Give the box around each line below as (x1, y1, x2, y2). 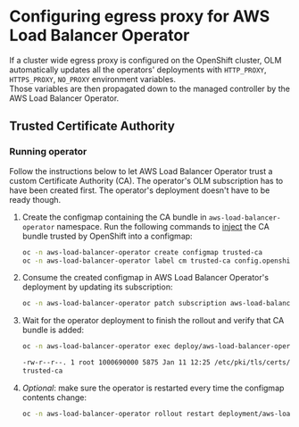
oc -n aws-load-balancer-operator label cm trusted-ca (21, 256, 231, 265)
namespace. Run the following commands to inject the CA (56, 221, 270, 231)
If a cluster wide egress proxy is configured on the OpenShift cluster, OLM (9, 54, 282, 65)
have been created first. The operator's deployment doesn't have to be (9, 185, 270, 196)
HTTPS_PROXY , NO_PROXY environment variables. (9, 73, 177, 84)
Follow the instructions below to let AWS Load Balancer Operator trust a (9, 165, 273, 176)
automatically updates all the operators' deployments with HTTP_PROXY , (9, 64, 267, 75)
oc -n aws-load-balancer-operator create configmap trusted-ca (21, 247, 263, 256)
